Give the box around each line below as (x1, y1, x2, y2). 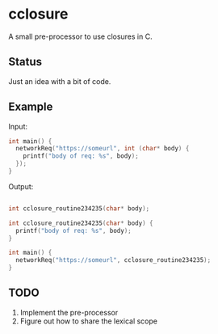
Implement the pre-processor (19, 307, 119, 317)
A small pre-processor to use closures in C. (8, 32, 153, 41)
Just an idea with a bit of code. (8, 76, 111, 86)
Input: (8, 121, 28, 131)
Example (8, 100, 53, 114)
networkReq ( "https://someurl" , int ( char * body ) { (15, 145, 190, 153)
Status (8, 55, 43, 69)
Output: (8, 181, 34, 191)
